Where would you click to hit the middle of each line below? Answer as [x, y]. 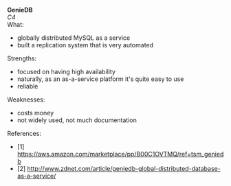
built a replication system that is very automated [85, 45]
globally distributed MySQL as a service [74, 38]
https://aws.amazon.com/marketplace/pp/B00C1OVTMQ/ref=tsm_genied [120, 154]
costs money [35, 113]
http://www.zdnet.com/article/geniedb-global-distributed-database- [124, 168]
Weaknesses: [26, 100]
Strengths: [22, 58]
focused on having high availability [66, 72]
